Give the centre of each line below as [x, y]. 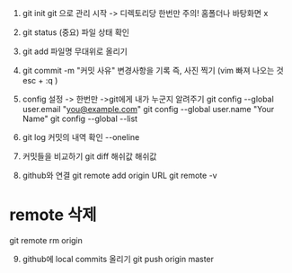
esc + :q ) [40, 80]
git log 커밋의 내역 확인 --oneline [81, 137]
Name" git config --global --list [80, 119]
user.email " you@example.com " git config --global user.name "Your [148, 109]
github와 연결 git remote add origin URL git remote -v [119, 175]
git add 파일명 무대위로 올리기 [75, 51]
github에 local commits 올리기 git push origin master [118, 259]
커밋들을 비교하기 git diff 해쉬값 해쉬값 [89, 156]
